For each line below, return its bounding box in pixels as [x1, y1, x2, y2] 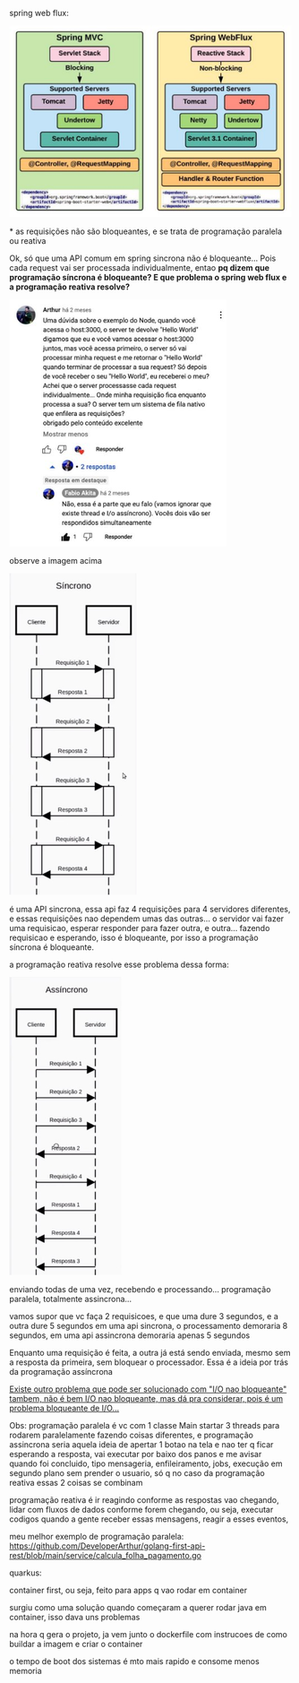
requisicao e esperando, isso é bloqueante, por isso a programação [9, 932, 259, 943]
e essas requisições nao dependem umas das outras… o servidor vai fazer [9, 913, 285, 924]
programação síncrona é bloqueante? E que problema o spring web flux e [9, 272, 287, 282]
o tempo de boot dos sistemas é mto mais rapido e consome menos [9, 1655, 260, 1666]
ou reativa [9, 235, 47, 246]
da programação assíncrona [9, 1366, 114, 1377]
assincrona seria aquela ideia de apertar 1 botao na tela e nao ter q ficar [9, 1438, 274, 1450]
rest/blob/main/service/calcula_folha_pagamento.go [9, 1549, 201, 1560]
